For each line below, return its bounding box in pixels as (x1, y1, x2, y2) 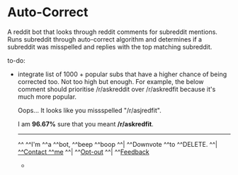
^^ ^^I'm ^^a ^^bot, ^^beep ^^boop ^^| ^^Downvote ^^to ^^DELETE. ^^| (17, 140, 218, 148)
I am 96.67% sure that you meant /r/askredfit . (17, 119, 154, 128)
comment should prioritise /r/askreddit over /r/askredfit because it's (17, 85, 216, 93)
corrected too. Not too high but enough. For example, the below (17, 77, 204, 85)
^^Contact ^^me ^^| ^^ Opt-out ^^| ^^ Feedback (17, 147, 150, 156)
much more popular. (17, 92, 76, 101)
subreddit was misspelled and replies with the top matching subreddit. (7, 42, 212, 51)
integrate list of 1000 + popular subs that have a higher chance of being (17, 70, 227, 78)
